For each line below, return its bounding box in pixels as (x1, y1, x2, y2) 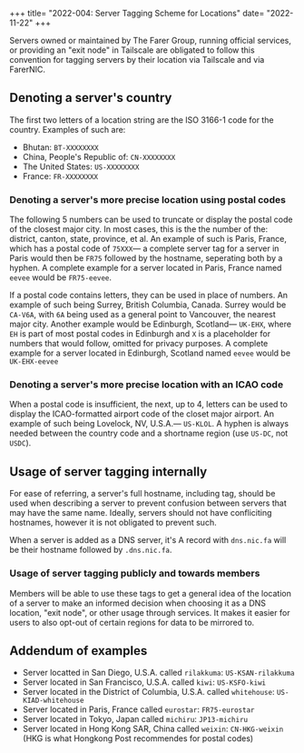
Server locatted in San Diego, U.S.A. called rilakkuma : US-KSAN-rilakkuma (22, 668, 295, 678)
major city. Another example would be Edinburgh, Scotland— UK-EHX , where (9, 318, 292, 330)
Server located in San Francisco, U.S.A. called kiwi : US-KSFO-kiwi (22, 677, 266, 688)
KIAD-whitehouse (22, 696, 84, 706)
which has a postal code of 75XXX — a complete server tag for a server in (9, 243, 279, 254)
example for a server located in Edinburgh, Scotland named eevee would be (9, 347, 291, 358)
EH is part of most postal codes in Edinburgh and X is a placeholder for (9, 328, 270, 339)
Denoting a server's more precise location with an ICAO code (9, 378, 284, 391)
